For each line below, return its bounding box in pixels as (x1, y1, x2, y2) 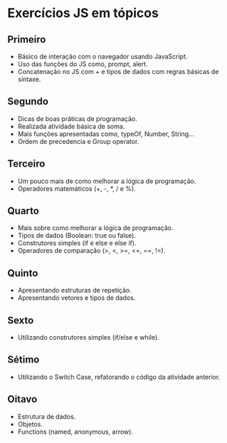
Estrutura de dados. (17, 412, 76, 421)
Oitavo (7, 393, 38, 405)
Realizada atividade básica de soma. (17, 122, 125, 130)
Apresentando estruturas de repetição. (17, 286, 132, 295)
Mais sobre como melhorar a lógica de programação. (17, 224, 174, 232)
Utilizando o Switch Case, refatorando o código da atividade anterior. (17, 372, 221, 381)
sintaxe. (17, 75, 41, 83)
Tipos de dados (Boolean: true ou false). (17, 231, 137, 240)
